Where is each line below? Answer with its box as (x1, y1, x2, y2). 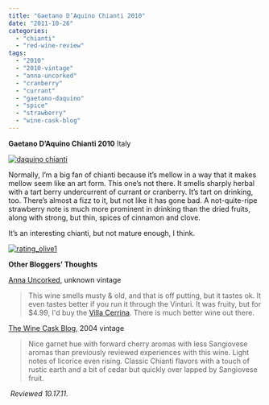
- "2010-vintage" (15, 64, 74, 72)
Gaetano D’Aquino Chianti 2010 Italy (8, 138, 131, 148)
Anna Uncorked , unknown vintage (8, 275, 122, 284)
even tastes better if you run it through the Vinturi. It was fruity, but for (27, 299, 262, 308)
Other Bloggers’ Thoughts (8, 259, 98, 269)
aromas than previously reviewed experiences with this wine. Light (27, 347, 250, 357)
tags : (8, 49, 27, 57)
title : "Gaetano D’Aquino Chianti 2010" (8, 11, 147, 20)
